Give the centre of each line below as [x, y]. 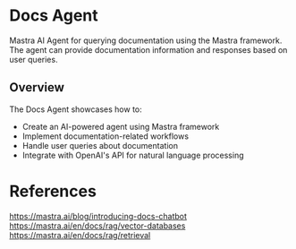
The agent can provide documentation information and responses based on [148, 49]
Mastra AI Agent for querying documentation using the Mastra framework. [146, 40]
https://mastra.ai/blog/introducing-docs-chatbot [98, 216]
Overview [37, 87]
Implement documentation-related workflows [106, 136]
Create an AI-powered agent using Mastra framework [121, 126]
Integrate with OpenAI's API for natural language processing [133, 155]
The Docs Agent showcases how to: [76, 109]
